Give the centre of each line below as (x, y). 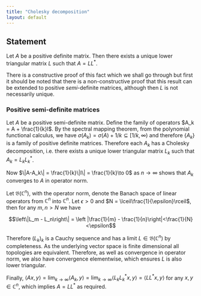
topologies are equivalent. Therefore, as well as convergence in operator (96, 252)
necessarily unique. (31, 94)
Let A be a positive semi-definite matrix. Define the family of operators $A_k (100, 123)
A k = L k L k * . (20, 160)
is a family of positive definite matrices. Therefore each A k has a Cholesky (98, 144)
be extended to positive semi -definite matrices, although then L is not (92, 87)
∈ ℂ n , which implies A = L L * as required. (56, 286)
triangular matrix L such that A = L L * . (52, 63)
